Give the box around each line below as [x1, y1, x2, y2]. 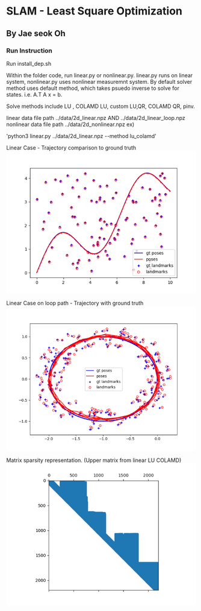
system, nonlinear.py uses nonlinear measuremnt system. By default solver [6, 78, 193, 85]
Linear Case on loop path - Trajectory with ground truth [6, 299, 144, 306]
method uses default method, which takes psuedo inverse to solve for [6, 84, 179, 92]
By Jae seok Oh [6, 28, 66, 39]
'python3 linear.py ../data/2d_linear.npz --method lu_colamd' [6, 132, 156, 139]
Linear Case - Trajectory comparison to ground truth [6, 144, 137, 151]
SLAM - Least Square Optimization [6, 4, 182, 18]
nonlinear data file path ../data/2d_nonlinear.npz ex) [6, 121, 135, 128]
